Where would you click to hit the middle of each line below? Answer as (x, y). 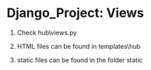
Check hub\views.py (47, 33)
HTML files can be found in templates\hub (79, 46)
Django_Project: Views (75, 13)
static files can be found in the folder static (80, 60)
